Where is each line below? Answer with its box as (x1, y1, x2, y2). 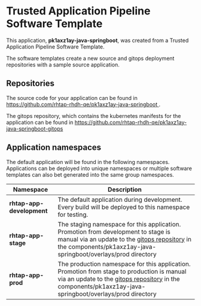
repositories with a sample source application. (6, 61, 120, 68)
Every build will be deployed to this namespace (57, 202, 190, 211)
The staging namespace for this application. (57, 220, 181, 228)
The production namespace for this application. (57, 259, 191, 268)
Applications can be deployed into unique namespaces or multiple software (6, 165, 193, 172)
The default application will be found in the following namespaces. (6, 158, 170, 165)
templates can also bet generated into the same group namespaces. (6, 171, 175, 178)
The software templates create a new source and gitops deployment (6, 54, 175, 62)
